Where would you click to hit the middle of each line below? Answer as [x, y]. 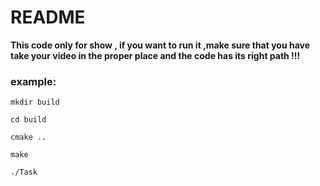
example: [33, 81]
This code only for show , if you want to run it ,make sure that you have [160, 45]
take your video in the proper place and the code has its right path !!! [155, 55]
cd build [28, 120]
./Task [24, 172]
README [48, 17]
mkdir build [35, 102]
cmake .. [28, 137]
